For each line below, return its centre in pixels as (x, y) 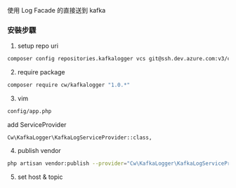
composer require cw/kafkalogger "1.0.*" (69, 85)
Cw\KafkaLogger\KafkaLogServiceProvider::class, (80, 137)
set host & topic (40, 177)
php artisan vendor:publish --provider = (67, 163)
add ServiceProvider (37, 124)
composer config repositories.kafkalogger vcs (77, 59)
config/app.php (29, 112)
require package (41, 72)
